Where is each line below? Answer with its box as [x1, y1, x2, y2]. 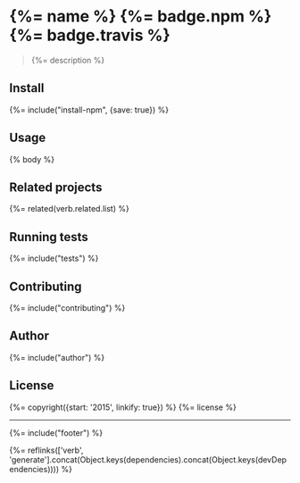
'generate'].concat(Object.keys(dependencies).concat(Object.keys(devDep [9, 454, 287, 465]
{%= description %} [30, 54, 105, 65]
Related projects [9, 179, 103, 195]
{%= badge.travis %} [9, 25, 171, 46]
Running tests [9, 229, 89, 245]
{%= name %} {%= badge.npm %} [9, 6, 272, 27]
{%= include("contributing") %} [9, 303, 126, 313]
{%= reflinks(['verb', [9, 445, 84, 455]
